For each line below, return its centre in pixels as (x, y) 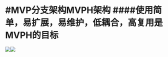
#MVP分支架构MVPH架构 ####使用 (79, 10)
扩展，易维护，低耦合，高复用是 (97, 23)
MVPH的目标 (32, 35)
